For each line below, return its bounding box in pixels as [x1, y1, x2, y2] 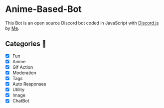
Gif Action [12, 64, 33, 70]
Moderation [12, 70, 36, 76]
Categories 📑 [5, 40, 46, 48]
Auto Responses [12, 81, 46, 87]
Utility [12, 87, 25, 93]
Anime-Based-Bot [5, 3, 82, 15]
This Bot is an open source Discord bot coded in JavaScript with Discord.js [5, 20, 159, 26]
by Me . [5, 25, 19, 31]
